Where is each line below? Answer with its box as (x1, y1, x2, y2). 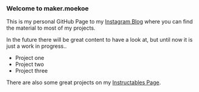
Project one (15, 54, 44, 62)
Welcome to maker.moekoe (6, 4, 89, 13)
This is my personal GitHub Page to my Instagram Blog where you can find (6, 18, 193, 25)
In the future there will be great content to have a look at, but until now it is (6, 36, 193, 44)
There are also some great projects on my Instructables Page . (6, 79, 161, 86)
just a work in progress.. (6, 42, 67, 50)
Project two (15, 61, 44, 68)
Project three (15, 67, 48, 74)
